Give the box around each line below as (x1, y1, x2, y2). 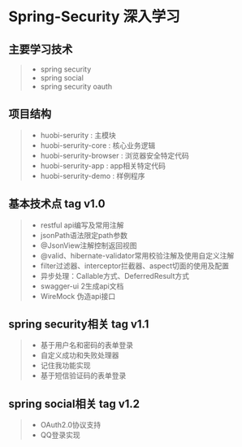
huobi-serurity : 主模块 (40, 130, 116, 140)
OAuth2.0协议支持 (40, 420, 102, 430)
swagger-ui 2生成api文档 (40, 281, 124, 291)
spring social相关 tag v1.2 (8, 397, 140, 410)
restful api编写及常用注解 (40, 220, 124, 230)
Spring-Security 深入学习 (8, 7, 180, 26)
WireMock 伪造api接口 (40, 291, 116, 301)
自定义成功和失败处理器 (40, 350, 119, 360)
